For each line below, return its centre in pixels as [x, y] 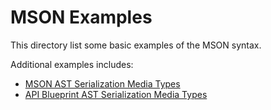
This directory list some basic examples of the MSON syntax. [136, 45]
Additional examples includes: [72, 64]
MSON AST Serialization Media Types [102, 83]
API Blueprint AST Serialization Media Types [116, 94]
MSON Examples [81, 17]
